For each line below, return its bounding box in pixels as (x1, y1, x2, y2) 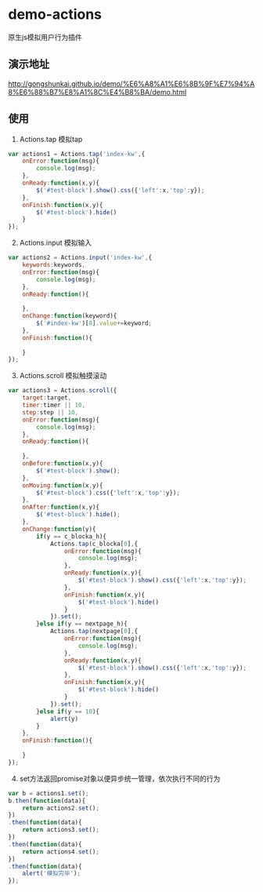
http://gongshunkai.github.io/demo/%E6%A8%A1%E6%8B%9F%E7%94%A (8, 78, 255, 88)
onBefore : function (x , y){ (22, 460, 103, 468)
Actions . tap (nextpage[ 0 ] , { (49, 628, 139, 635)
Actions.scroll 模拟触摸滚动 (19, 371, 107, 380)
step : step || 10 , (22, 408, 79, 417)
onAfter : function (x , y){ (22, 504, 100, 512)
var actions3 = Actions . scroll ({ (8, 387, 117, 395)
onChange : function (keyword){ (22, 312, 117, 320)
